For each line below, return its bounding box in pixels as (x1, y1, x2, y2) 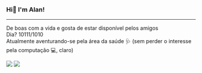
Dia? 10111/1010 (6, 31, 44, 38)
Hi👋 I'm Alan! (6, 5, 45, 14)
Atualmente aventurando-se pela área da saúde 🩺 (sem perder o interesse (6, 38, 192, 45)
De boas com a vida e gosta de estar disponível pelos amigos (6, 25, 159, 32)
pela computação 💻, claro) (6, 47, 74, 54)
